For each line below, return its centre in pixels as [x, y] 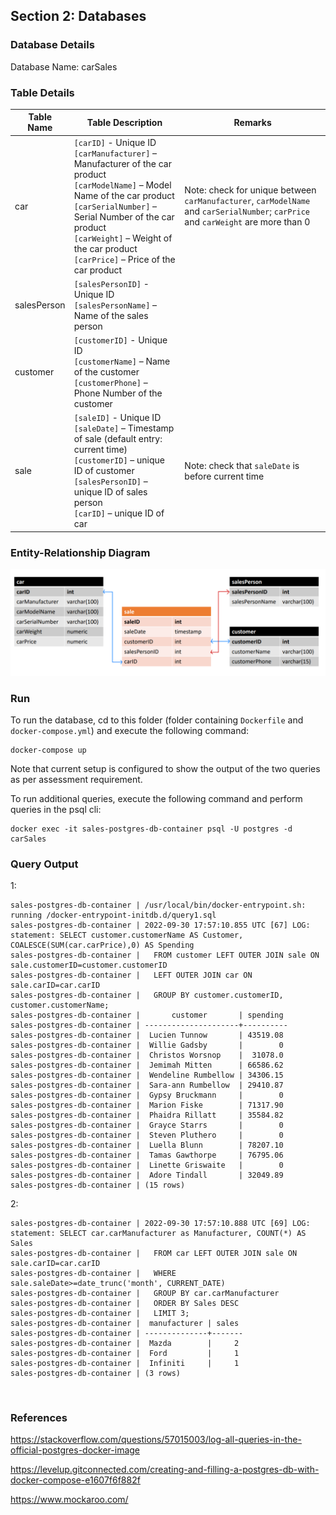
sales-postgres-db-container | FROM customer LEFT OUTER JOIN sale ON [165, 955]
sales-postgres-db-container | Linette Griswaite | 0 [147, 1165]
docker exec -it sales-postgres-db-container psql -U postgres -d [151, 829]
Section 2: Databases [78, 16]
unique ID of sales [110, 492]
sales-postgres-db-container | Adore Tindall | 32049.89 [147, 1175]
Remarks [252, 122]
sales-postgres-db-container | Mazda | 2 [125, 1344]
